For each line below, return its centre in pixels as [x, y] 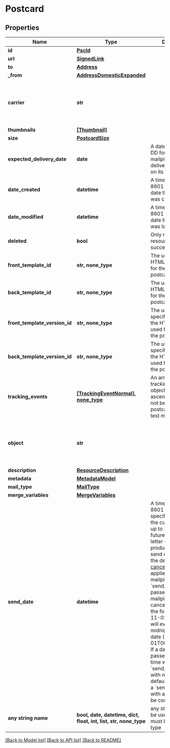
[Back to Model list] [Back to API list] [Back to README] [63, 740]
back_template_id [30, 292]
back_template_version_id [40, 356]
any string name [28, 718]
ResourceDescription [103, 470]
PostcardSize [93, 138]
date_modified [26, 217]
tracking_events [28, 397]
